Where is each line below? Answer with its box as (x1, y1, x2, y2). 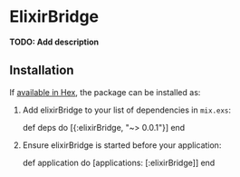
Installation (9, 63, 74, 78)
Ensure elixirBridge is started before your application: (22, 139, 222, 151)
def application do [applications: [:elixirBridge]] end (22, 157, 216, 168)
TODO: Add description (9, 36, 100, 47)
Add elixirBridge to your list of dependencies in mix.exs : (22, 104, 232, 115)
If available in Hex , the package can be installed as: (9, 86, 201, 97)
